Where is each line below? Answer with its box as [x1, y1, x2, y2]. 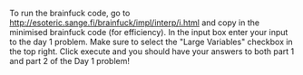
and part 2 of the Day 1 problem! [9, 56, 130, 66]
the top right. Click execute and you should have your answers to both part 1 [9, 46, 295, 57]
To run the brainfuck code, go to [9, 8, 131, 18]
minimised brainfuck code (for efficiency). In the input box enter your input [9, 27, 288, 37]
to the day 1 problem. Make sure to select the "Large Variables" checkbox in [9, 36, 293, 47]
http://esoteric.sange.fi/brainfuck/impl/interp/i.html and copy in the [9, 17, 260, 28]
